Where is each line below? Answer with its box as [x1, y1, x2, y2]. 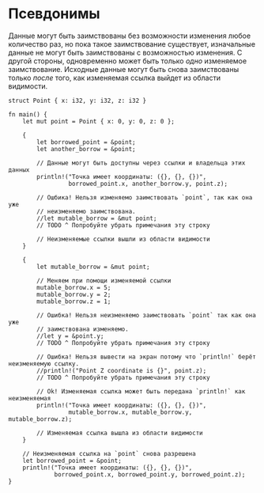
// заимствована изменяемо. [36, 325, 129, 333]
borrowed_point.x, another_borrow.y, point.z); [68, 180, 228, 188]
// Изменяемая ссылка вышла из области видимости [36, 429, 203, 437]
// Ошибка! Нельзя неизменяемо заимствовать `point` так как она [36, 311, 257, 319]
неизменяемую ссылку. [8, 359, 80, 368]
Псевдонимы [8, 5, 100, 23]
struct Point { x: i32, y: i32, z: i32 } [8, 97, 147, 104]
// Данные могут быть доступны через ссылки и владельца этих [36, 159, 246, 167]
